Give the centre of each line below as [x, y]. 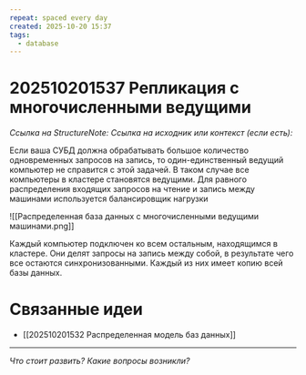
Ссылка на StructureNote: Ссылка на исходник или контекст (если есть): [151, 133]
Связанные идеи [76, 309]
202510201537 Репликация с [124, 88]
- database [38, 43]
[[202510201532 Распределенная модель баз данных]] [129, 335]
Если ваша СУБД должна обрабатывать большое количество [129, 150]
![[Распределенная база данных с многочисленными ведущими [134, 217]
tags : [20, 35]
